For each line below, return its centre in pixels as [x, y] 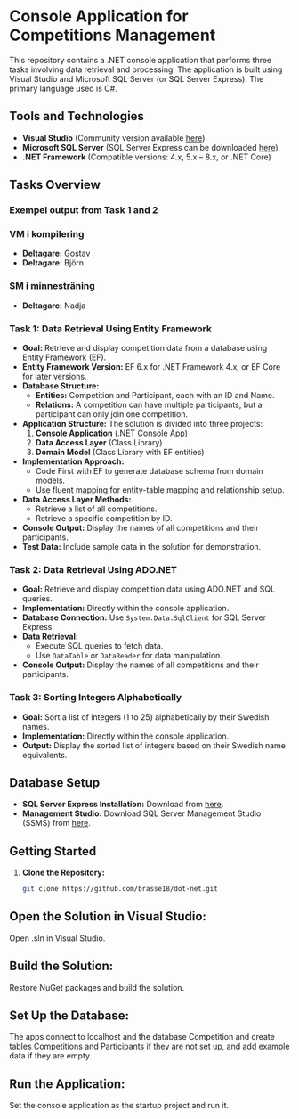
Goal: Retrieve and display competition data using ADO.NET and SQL [149, 589]
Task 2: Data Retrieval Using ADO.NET [93, 569]
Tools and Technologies [77, 116]
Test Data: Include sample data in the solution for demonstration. [141, 546]
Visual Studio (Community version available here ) [113, 138]
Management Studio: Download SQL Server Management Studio [141, 813]
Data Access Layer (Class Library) [99, 442]
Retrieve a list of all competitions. [96, 509]
